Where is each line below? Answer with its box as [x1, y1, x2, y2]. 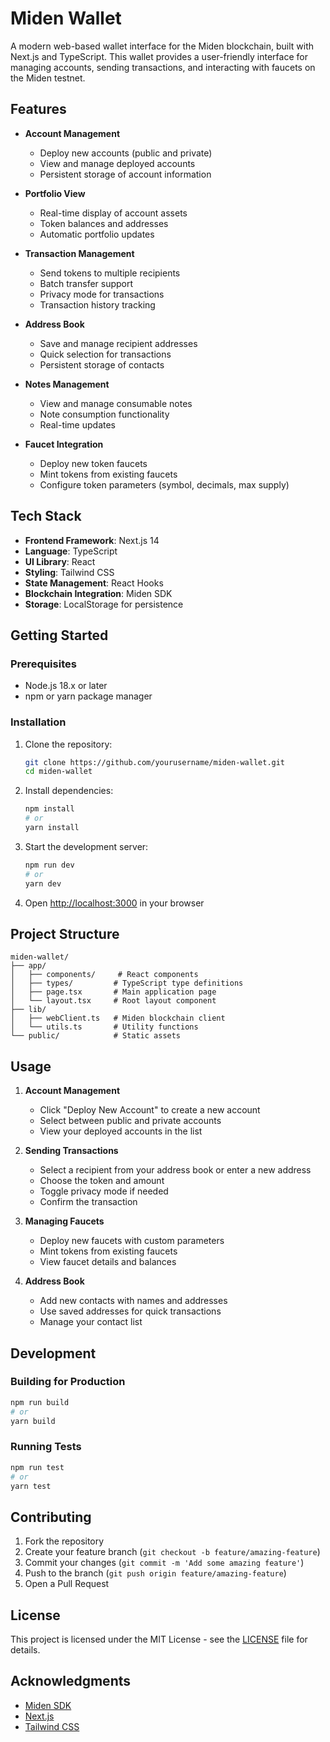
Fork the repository [24, 1535, 105, 1547]
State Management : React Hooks [24, 577, 164, 589]
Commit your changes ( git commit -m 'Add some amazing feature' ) [24, 1557, 305, 1569]
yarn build [10, 1416, 56, 1426]
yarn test [10, 1481, 52, 1491]
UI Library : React [24, 555, 96, 567]
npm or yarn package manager [24, 690, 153, 702]
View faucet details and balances [39, 1256, 177, 1268]
